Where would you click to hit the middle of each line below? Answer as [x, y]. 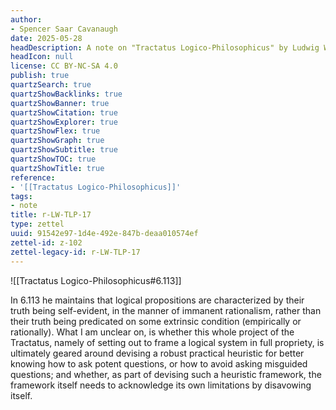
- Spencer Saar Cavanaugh [64, 29]
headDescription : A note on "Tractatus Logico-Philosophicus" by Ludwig [165, 47]
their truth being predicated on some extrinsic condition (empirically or [156, 321]
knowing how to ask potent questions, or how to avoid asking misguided [159, 363]
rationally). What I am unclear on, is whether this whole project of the [152, 332]
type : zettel [37, 224]
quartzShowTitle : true [57, 168]
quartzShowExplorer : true [64, 122]
